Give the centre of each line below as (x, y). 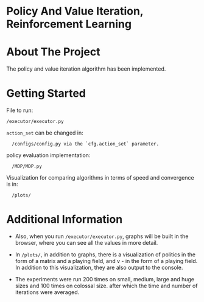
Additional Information (65, 219)
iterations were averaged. (47, 292)
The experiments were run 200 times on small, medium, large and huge (105, 279)
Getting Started (46, 93)
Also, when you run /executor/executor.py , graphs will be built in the (102, 236)
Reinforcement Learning (69, 24)
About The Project (53, 52)
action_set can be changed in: (45, 133)
